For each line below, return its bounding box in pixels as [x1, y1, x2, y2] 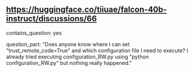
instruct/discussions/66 [6, 14, 97, 24]
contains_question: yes [6, 29, 62, 36]
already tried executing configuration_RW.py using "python [6, 53, 149, 60]
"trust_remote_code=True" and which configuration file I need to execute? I [6, 47, 188, 54]
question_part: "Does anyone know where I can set [6, 40, 130, 47]
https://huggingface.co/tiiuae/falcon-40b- [6, 5, 168, 15]
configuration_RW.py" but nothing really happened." [6, 59, 132, 66]
